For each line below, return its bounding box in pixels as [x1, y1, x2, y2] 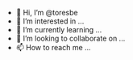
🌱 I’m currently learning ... [15, 25, 102, 34]
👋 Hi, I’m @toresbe [15, 8, 78, 17]
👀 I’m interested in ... [15, 16, 85, 26]
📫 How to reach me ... [15, 43, 91, 52]
